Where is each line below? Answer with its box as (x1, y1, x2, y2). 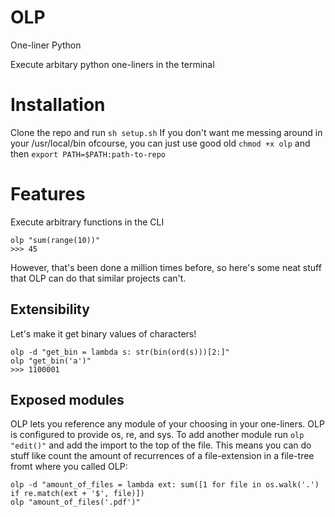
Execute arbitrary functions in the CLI (10, 216, 165, 228)
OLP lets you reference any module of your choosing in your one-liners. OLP (10, 418, 325, 430)
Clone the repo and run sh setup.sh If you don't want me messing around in (10, 126, 323, 138)
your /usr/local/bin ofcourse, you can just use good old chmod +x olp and (10, 137, 311, 149)
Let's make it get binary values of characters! (10, 327, 197, 340)
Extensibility (10, 301, 90, 318)
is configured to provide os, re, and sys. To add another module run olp (10, 429, 305, 441)
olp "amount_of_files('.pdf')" (10, 497, 141, 508)
